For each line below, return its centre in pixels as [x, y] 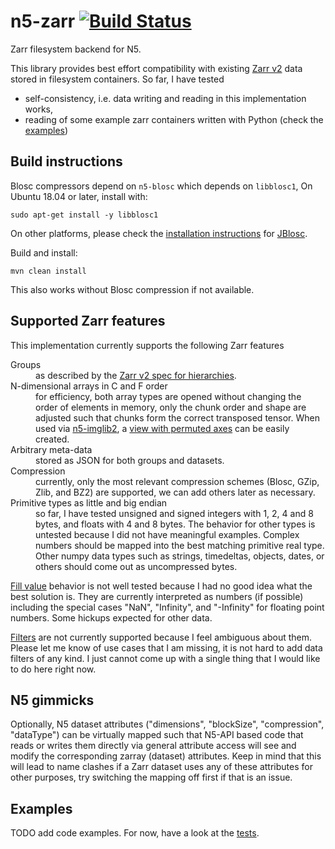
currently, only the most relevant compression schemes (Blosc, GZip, [177, 481]
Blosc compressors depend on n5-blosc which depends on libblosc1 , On [161, 186]
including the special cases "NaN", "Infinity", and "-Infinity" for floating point [167, 607]
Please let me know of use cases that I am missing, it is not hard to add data [166, 647]
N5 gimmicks [52, 700]
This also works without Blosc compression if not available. [132, 289]
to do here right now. [53, 669]
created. [52, 439]
